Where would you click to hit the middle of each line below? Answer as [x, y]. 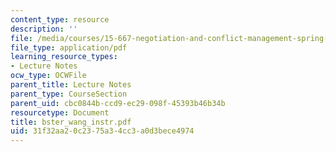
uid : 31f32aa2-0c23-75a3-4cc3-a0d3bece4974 [102, 131]
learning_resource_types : [64, 57]
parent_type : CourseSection [69, 94]
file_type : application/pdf [69, 47]
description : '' [44, 29]
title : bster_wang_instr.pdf [71, 122]
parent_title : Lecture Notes [71, 85]
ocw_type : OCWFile [48, 76]
